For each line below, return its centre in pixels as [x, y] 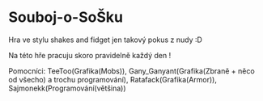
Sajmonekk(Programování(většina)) [68, 88]
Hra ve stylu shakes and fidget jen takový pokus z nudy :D [105, 40]
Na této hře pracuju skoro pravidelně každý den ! [90, 55]
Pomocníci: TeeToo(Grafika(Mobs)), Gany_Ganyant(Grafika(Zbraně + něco [131, 71]
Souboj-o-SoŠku [66, 17]
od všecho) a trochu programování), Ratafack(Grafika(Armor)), [112, 79]
